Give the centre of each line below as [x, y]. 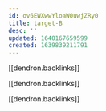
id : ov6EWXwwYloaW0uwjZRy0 [53, 16]
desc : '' [23, 30]
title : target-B [35, 23]
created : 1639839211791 [48, 46]
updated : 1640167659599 [48, 38]
